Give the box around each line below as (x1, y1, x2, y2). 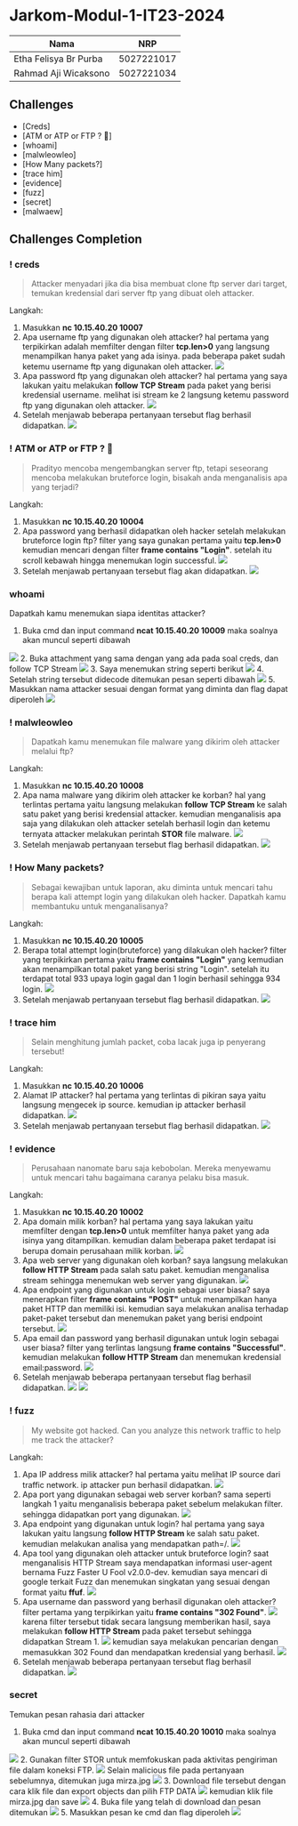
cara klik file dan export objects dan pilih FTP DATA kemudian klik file (9, 1785, 274, 1797)
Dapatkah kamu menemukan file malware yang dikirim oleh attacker (30, 736, 280, 747)
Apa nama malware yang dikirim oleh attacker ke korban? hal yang (21, 790, 267, 800)
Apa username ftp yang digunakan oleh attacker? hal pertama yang (21, 332, 270, 342)
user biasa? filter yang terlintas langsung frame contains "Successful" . (21, 1342, 286, 1353)
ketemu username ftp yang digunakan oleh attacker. (21, 361, 213, 372)
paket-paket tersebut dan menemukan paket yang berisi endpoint (21, 1313, 263, 1323)
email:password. (21, 1363, 83, 1373)
